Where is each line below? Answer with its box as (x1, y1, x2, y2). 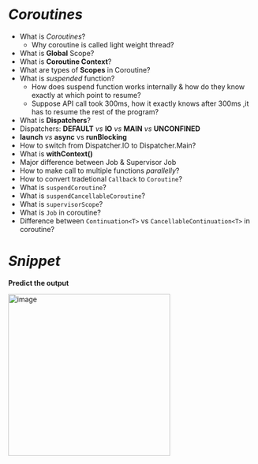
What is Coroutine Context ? (19, 57, 112, 66)
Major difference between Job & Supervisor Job (19, 157, 177, 167)
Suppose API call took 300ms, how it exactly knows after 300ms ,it (31, 99, 249, 108)
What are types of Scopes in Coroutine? (19, 65, 151, 74)
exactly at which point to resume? (31, 90, 141, 99)
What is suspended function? (19, 73, 115, 83)
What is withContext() (19, 148, 93, 159)
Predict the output (8, 278, 69, 287)
